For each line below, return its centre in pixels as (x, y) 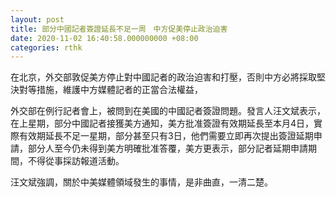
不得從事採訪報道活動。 (76, 161)
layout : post (37, 19)
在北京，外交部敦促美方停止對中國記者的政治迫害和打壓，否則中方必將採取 (163, 77)
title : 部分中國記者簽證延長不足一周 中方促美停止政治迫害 (119, 29)
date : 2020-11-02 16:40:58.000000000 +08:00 (104, 38)
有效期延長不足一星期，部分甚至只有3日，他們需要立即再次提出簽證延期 (166, 136)
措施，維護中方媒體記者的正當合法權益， (119, 90)
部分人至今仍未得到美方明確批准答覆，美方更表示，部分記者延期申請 (167, 148)
